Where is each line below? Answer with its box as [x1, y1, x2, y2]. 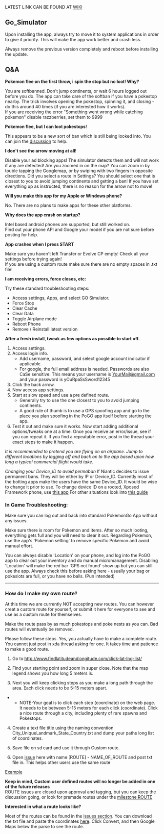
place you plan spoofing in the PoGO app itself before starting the [19, 413, 152, 419]
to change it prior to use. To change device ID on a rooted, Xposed [5, 484, 139, 490]
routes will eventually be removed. [5, 626, 74, 632]
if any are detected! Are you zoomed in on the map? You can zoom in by [5, 162, 150, 168]
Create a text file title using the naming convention [12, 725, 114, 731]
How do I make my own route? [5, 590, 78, 597]
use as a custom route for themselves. [5, 611, 82, 617]
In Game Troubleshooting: [5, 501, 68, 508]
